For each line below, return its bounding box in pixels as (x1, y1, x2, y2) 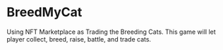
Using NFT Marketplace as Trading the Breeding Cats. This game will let (6, 27, 216, 36)
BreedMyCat (6, 4, 83, 20)
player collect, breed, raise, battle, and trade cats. (6, 35, 152, 43)
